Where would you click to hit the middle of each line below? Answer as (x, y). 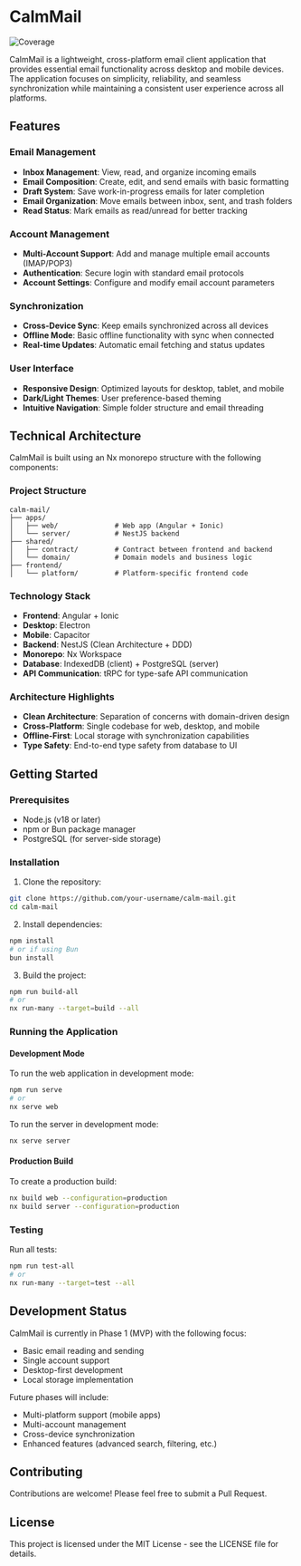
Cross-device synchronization (79, 1434)
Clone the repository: (62, 882)
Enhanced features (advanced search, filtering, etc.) (120, 1444)
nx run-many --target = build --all (75, 1009)
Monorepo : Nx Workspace (72, 653)
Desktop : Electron (56, 625)
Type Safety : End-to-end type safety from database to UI (130, 746)
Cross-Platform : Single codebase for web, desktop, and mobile (141, 726)
